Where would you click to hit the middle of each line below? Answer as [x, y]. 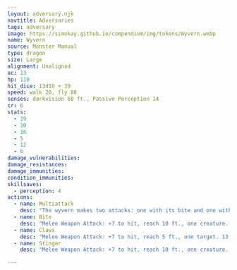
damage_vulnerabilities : [44, 158]
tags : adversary [31, 27]
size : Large [25, 60]
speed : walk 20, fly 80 [42, 92]
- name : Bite [33, 217]
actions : [20, 197]
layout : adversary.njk [41, 14]
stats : [17, 112]
